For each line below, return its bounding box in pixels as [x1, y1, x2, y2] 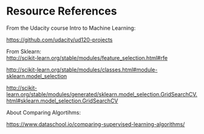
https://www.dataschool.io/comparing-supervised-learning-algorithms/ [6, 120, 185, 128]
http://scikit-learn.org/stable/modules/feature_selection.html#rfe [6, 54, 168, 61]
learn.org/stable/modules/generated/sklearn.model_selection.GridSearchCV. [6, 90, 198, 98]
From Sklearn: [6, 47, 41, 55]
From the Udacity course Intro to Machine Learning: [6, 24, 136, 32]
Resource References [6, 4, 117, 18]
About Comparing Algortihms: [6, 109, 81, 116]
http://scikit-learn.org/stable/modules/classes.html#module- [6, 65, 158, 73]
